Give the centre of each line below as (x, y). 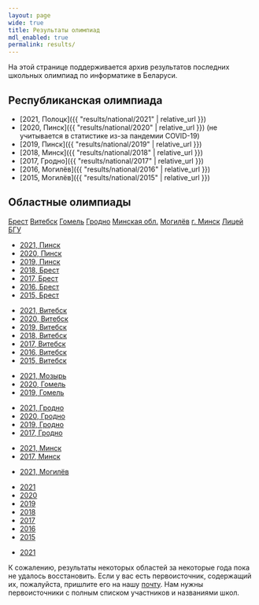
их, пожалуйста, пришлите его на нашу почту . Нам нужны (106, 584)
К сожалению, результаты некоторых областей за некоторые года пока (129, 567)
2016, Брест (39, 286)
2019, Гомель (42, 392)
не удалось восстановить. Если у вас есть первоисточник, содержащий (130, 576)
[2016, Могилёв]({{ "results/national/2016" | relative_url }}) (115, 169)
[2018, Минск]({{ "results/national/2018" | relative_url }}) (111, 152)
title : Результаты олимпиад (54, 30)
